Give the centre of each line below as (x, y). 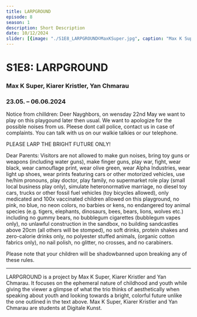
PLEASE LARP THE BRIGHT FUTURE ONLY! (59, 144)
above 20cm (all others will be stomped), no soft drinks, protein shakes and (97, 230)
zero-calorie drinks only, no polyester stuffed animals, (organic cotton (90, 236)
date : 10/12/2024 (27, 33)
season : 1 (18, 22)
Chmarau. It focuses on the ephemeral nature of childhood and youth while (97, 283)
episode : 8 (19, 17)
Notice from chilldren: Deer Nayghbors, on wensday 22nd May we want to (96, 114)
